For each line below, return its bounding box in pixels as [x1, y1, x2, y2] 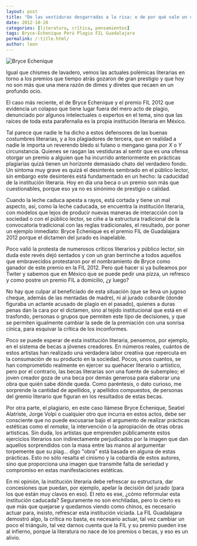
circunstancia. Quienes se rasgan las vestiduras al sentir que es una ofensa [6, 147, 189, 154]
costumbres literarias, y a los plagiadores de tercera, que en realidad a [6, 135, 177, 142]
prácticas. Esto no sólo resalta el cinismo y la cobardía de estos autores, [6, 454, 181, 461]
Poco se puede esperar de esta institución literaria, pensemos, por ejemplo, [6, 336, 189, 343]
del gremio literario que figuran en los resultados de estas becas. [6, 393, 164, 400]
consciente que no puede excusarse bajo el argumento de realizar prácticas [6, 416, 190, 423]
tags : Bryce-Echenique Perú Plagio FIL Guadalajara [6, 31, 135, 36]
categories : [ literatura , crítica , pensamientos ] [6, 25, 130, 31]
